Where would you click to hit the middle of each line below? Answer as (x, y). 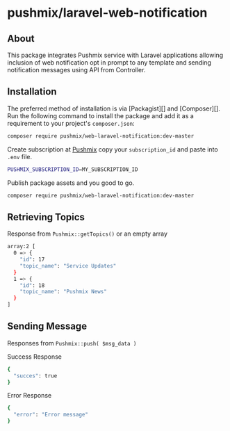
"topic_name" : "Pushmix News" (64, 292)
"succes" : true (35, 376)
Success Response (35, 357)
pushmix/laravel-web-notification (107, 13)
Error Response (30, 396)
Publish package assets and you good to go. (71, 183)
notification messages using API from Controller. (76, 70)
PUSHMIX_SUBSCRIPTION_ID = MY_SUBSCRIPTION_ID (73, 169)
